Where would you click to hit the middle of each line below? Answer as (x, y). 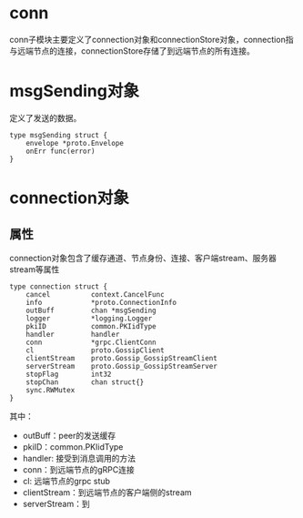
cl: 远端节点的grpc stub (66, 481)
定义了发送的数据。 (45, 117)
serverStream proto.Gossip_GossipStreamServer (122, 366)
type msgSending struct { (58, 135)
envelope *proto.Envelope (75, 143)
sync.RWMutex (50, 390)
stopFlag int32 (69, 374)
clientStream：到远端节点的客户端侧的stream (107, 492)
